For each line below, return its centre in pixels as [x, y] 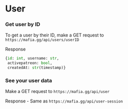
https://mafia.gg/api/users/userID [42, 40]
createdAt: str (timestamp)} [36, 68]
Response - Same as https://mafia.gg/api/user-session [64, 101]
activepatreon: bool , [30, 63]
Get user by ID [23, 24]
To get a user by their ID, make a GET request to [54, 35]
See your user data [29, 80]
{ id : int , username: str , [32, 58]
